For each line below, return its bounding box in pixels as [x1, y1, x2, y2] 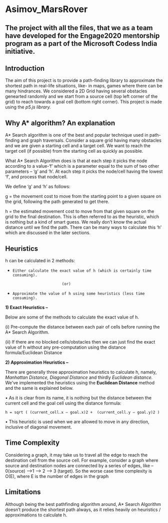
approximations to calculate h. [5, 511, 67, 518]
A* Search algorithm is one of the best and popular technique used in [5, 132, 148, 138]
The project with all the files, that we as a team [5, 24, 153, 32]
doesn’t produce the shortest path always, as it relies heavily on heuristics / [5, 506, 161, 512]
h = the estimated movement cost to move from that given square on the [5, 208, 154, 215]
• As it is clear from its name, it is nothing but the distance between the [5, 395, 151, 401]
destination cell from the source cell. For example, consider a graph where [5, 457, 158, 463]
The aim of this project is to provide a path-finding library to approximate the [5, 77, 163, 83]
